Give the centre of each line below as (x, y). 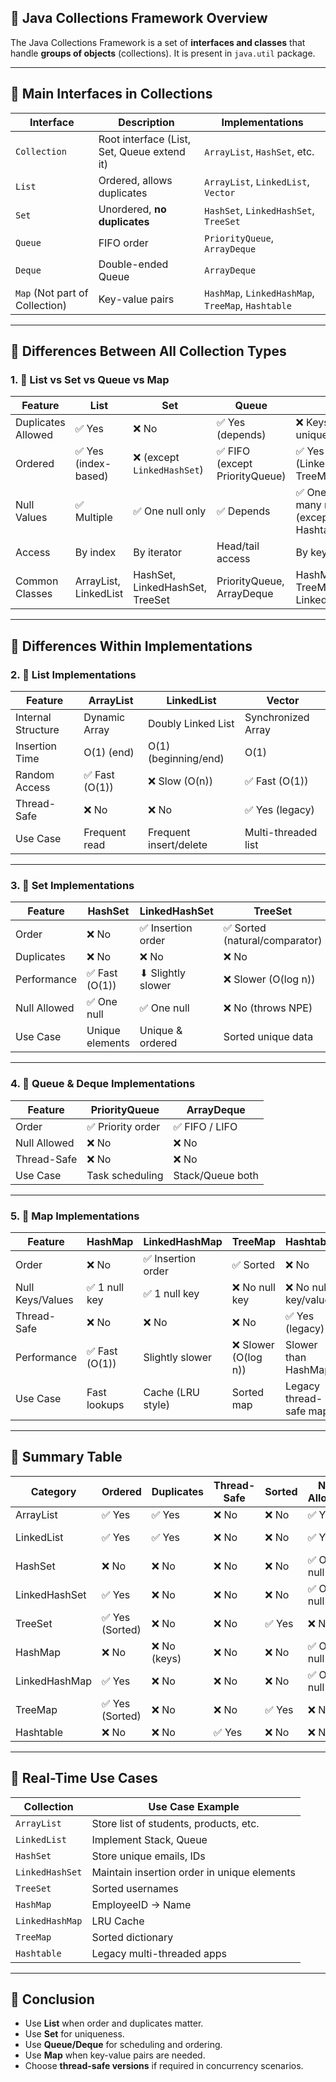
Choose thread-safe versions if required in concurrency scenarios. (164, 2066)
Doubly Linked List (191, 723)
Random (35, 774)
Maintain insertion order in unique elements (193, 1872)
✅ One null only (170, 511)
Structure (37, 729)
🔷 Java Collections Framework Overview (139, 18)
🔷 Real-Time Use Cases (84, 1778)
